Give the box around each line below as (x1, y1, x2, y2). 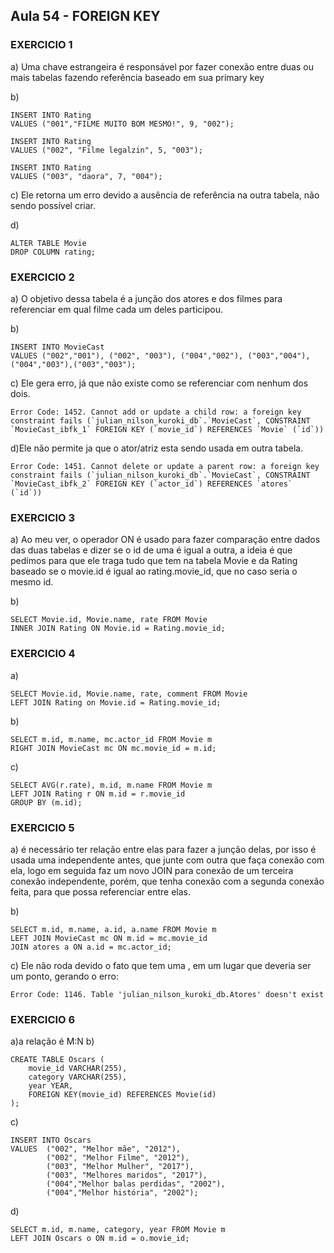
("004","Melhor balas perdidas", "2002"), (46, 1179, 226, 1189)
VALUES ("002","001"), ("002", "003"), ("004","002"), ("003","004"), (10, 350, 311, 361)
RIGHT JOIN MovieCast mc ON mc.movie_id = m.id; (10, 743, 217, 753)
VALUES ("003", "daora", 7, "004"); (10, 171, 163, 181)
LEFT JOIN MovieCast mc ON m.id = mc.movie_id (10, 933, 208, 943)
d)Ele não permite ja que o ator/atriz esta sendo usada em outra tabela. (10, 442, 304, 454)
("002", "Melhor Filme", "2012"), (46, 1153, 190, 1163)
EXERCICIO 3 (10, 510, 76, 524)
